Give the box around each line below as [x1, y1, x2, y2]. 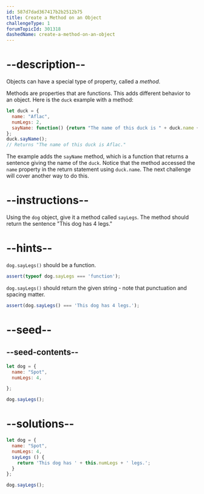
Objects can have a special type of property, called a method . [6, 78, 161, 85]
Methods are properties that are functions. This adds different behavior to [6, 89, 191, 97]
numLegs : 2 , [12, 119, 42, 125]
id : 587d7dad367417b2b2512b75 [6, 9, 83, 15]
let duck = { [6, 108, 39, 114]
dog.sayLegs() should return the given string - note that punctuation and [6, 284, 187, 291]
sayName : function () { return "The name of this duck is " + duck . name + [12, 125, 200, 131]
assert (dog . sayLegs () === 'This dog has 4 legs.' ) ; [6, 302, 140, 308]
